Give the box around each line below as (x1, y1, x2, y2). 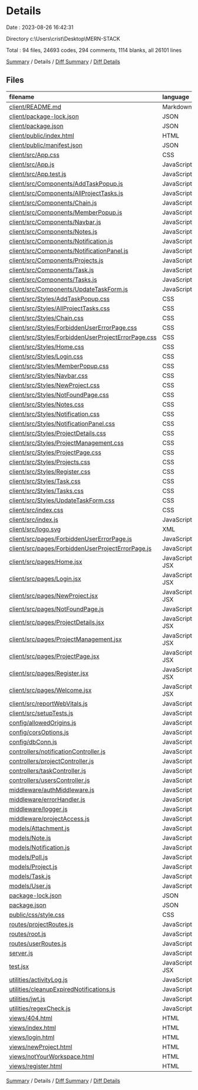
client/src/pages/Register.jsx (9, 669, 89, 677)
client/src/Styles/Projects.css (9, 458, 90, 466)
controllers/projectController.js (9, 757, 94, 765)
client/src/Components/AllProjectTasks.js (9, 189, 124, 197)
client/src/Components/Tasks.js (9, 275, 97, 284)
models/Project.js (9, 863, 58, 871)
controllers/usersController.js (9, 776, 90, 784)
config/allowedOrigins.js (9, 718, 77, 727)
